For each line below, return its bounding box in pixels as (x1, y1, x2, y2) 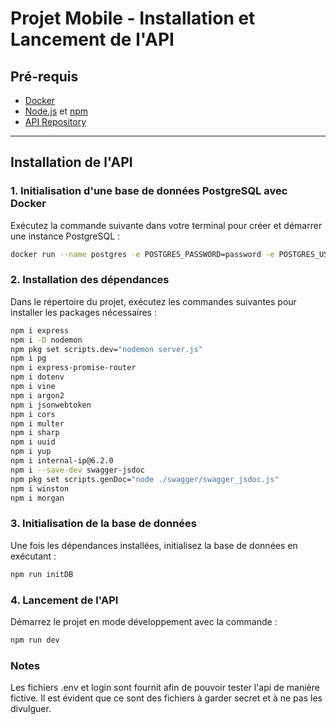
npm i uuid (10, 437, 56, 447)
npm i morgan (10, 493, 65, 503)
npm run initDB (10, 569, 74, 579)
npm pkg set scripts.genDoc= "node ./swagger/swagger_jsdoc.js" (10, 474, 280, 484)
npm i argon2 (10, 390, 65, 401)
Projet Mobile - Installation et (10, 7, 256, 30)
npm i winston (10, 483, 70, 494)
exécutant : (10, 550, 57, 562)
